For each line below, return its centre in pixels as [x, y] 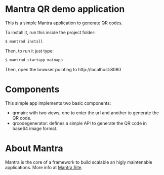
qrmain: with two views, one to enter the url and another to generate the [85, 113]
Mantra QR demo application [65, 9]
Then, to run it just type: [30, 51]
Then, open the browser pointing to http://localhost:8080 [63, 69]
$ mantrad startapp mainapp [34, 60]
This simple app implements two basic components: [58, 103]
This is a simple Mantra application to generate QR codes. [64, 23]
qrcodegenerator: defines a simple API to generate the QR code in [80, 123]
